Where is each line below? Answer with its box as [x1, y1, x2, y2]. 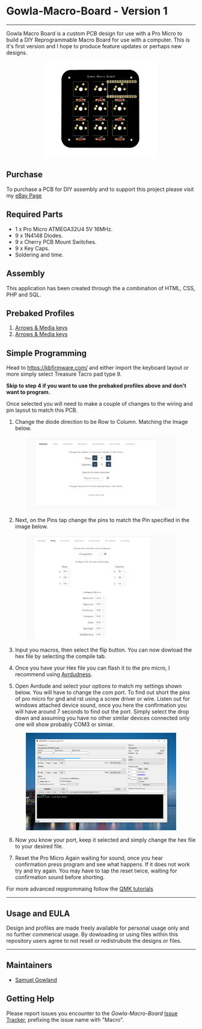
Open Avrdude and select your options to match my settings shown [14, 682, 182, 690]
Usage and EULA [6, 908, 70, 919]
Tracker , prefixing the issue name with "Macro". [6, 1016, 124, 1023]
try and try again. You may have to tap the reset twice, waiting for [14, 867, 177, 874]
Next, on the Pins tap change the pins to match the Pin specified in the [14, 517, 190, 524]
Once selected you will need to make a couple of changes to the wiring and [6, 400, 193, 408]
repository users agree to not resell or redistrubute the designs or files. [6, 937, 182, 945]
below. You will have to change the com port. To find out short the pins [14, 689, 191, 696]
